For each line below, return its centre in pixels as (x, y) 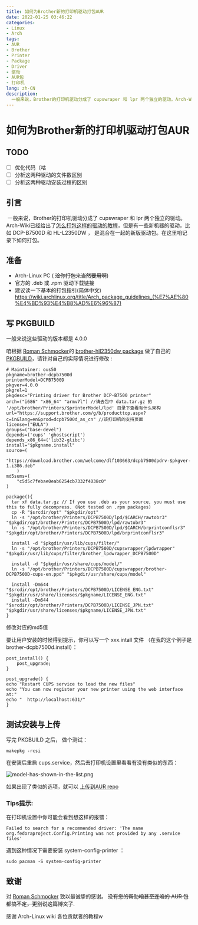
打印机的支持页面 (126, 419)
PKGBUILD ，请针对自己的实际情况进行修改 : (59, 359)
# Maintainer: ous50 (32, 370)
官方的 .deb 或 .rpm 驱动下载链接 (55, 283)
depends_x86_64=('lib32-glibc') (46, 440)
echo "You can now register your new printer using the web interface (95, 690)
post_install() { (27, 658)
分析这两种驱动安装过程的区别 (51, 182)
